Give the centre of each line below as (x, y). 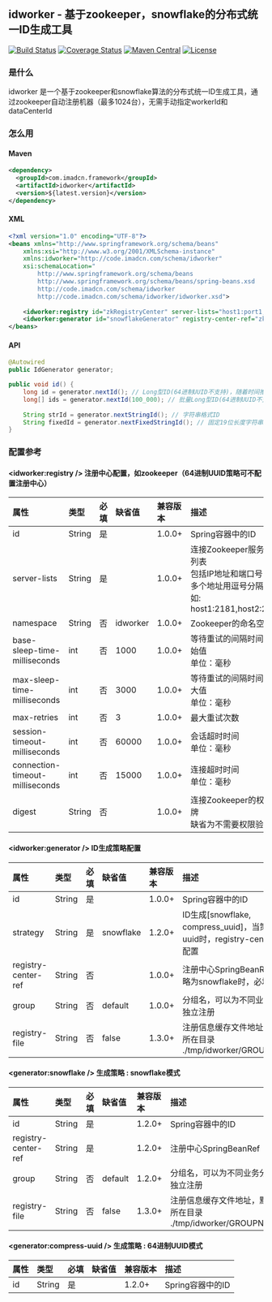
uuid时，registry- (216, 938)
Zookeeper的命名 (223, 623)
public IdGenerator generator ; (61, 370)
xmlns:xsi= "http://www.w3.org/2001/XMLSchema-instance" (119, 251)
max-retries (36, 718)
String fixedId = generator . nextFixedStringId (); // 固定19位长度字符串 (143, 422)
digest (24, 812)
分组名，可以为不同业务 (215, 1173)
